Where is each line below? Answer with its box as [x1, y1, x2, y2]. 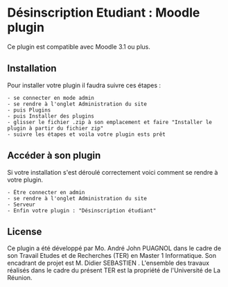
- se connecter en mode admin [7, 94, 95, 101]
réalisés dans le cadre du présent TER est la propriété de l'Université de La [7, 266, 220, 275]
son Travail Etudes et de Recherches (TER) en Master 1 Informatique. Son [7, 252, 217, 260]
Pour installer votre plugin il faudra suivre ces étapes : [7, 81, 161, 89]
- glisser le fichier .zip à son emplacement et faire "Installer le [7, 119, 213, 125]
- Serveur [7, 201, 36, 208]
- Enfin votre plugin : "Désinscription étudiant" [7, 207, 157, 214]
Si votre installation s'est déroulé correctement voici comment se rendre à [7, 168, 218, 176]
